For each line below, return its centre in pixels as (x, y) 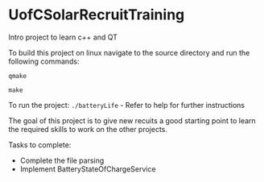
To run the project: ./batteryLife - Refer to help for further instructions (127, 105)
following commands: (44, 61)
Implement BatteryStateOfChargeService (88, 169)
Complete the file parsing (62, 160)
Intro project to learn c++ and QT (63, 37)
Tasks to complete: (40, 145)
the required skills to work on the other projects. (88, 129)
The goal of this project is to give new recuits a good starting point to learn (132, 120)
